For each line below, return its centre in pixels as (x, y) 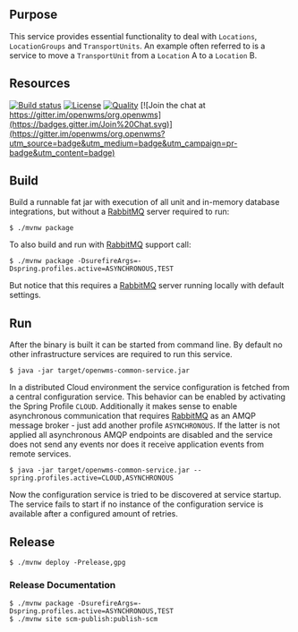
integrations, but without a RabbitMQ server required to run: (119, 212)
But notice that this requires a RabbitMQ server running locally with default (147, 286)
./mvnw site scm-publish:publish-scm (88, 619)
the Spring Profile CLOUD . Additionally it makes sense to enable (123, 406)
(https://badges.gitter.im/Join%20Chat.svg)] (91, 124)
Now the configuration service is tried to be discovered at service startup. (145, 495)
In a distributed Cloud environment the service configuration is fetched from (149, 388)
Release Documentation (63, 585)
